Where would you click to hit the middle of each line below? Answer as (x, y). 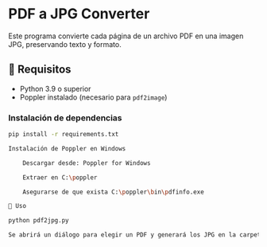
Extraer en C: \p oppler (60, 177)
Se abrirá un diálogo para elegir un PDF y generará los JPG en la (122, 235)
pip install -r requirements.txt (64, 135)
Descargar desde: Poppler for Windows (87, 163)
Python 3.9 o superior (55, 88)
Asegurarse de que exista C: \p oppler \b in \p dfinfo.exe (113, 192)
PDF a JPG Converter (79, 14)
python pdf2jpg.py (39, 221)
